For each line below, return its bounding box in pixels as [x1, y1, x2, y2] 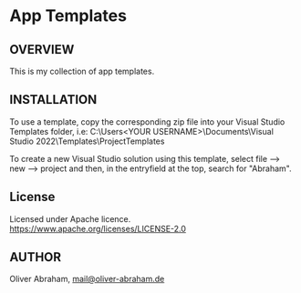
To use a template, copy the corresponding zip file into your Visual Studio [9, 116, 285, 127]
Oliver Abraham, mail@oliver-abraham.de [9, 274, 165, 285]
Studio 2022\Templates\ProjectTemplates [9, 136, 165, 146]
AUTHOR [9, 249, 62, 265]
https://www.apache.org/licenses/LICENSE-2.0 [9, 223, 187, 234]
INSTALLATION [9, 92, 98, 107]
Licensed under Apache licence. [9, 213, 131, 224]
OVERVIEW [9, 42, 75, 57]
